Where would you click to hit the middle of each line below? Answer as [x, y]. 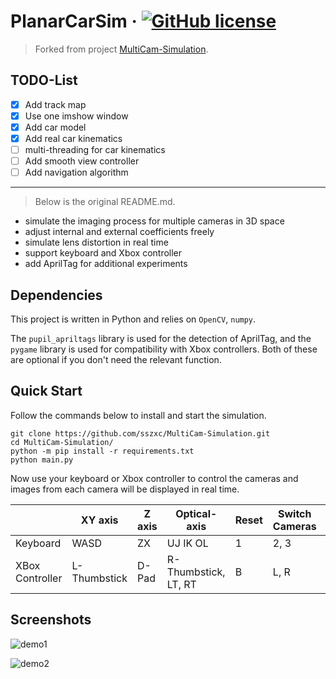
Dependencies [56, 295]
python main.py [42, 460]
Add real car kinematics [73, 138]
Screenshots [51, 620]
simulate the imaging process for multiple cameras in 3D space [154, 221]
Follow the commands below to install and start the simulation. [138, 415]
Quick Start [46, 391]
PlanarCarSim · [74, 21]
